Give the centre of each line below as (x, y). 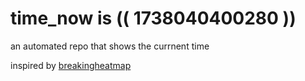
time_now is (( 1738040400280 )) (153, 18)
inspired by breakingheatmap (71, 65)
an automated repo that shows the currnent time (110, 46)
